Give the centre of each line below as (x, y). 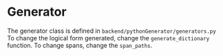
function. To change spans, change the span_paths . (80, 45)
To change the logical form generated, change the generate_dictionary (108, 38)
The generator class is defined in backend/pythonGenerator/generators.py (112, 31)
